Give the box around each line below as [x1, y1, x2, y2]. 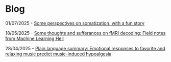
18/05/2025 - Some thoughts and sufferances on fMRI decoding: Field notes [5, 30, 166, 36]
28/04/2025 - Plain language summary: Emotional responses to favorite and [5, 45, 165, 51]
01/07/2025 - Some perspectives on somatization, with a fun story [5, 20, 144, 26]
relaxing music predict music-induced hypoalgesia [5, 51, 112, 57]
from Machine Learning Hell [5, 35, 64, 42]
